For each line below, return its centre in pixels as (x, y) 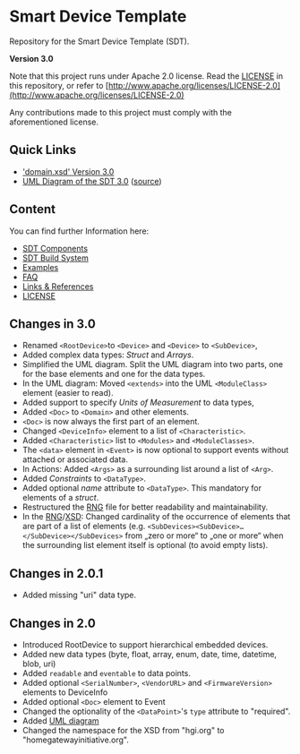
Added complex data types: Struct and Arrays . (108, 355)
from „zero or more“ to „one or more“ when (204, 536)
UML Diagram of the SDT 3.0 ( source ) (92, 181)
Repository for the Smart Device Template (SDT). (99, 41)
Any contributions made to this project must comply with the (121, 112)
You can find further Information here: (79, 231)
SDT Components (55, 248)
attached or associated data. (75, 459)
